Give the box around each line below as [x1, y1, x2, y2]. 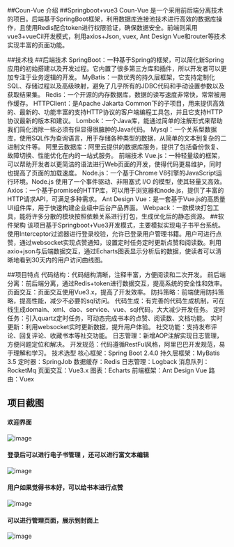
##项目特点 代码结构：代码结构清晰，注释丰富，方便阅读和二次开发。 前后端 [7, 271, 226, 278]
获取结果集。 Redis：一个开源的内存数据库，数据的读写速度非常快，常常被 [7, 90, 221, 99]
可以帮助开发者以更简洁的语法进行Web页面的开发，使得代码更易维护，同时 [7, 160, 221, 168]
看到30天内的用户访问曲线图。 [19, 256, 107, 264]
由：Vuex [7, 375, 35, 383]
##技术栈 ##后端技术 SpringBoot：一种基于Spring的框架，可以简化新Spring [7, 56, 224, 64]
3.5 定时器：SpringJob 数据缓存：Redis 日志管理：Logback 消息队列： [7, 358, 210, 365]
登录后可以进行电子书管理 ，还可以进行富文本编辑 [7, 451, 150, 459]
